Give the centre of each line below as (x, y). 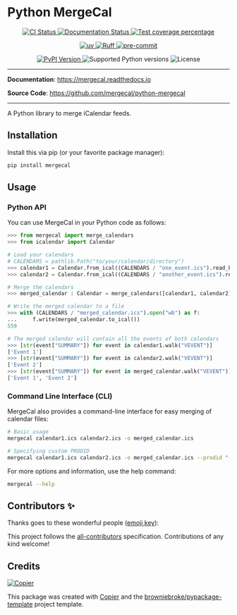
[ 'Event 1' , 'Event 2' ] (42, 378)
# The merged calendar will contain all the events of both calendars (113, 339)
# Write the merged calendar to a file (66, 306)
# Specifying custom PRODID (49, 451)
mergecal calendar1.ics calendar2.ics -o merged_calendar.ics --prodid (115, 458)
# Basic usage (28, 432)
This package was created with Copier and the (75, 597)
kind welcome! (29, 544)
